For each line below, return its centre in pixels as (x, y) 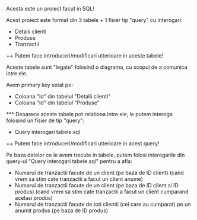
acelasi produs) (34, 198)
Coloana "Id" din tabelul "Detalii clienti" (63, 96)
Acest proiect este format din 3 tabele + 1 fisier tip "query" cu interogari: (94, 20)
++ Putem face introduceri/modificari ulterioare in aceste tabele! (85, 55)
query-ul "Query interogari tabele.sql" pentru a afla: (69, 161)
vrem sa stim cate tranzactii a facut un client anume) (79, 179)
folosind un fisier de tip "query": (45, 120)
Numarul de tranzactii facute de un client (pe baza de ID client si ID (97, 185)
